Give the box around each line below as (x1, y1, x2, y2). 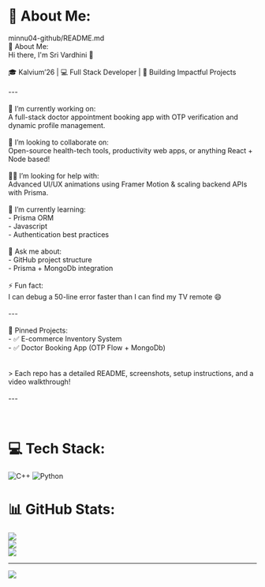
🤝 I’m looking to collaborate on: (8, 137, 109, 147)
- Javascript (8, 221, 48, 231)
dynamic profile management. (8, 120, 106, 130)
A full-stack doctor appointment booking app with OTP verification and (8, 112, 239, 122)
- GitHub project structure (8, 254, 92, 264)
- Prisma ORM (8, 213, 54, 222)
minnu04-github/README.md (8, 33, 105, 43)
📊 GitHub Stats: (8, 501, 116, 518)
